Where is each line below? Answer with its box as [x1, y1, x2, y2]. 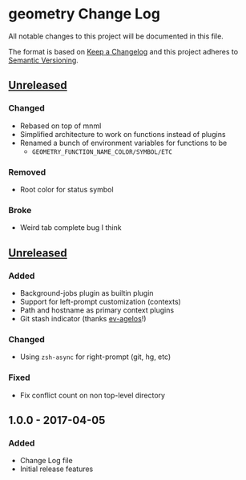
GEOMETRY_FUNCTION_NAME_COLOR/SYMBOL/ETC [31, 147, 172, 156]
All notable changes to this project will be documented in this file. [8, 31, 224, 41]
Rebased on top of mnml [19, 121, 102, 131]
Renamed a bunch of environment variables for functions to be [19, 138, 228, 147]
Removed [8, 166, 46, 177]
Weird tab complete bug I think [19, 223, 122, 232]
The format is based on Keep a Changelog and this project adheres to [8, 46, 239, 56]
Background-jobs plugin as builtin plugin [19, 288, 154, 297]
